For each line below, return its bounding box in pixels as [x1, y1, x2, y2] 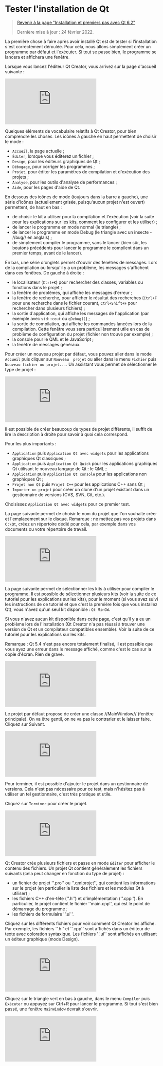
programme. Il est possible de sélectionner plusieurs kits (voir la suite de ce [5, 591, 157, 597]
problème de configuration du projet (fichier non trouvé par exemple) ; [12, 331, 153, 337]
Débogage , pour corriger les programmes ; [12, 164, 95, 169]
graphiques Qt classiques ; [12, 455, 66, 461]
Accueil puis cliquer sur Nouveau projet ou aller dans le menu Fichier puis [5, 356, 157, 362]
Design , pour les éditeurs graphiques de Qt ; [12, 158, 101, 164]
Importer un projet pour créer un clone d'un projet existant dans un [12, 486, 149, 492]
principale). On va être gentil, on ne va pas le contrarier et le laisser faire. [5, 716, 151, 722]
